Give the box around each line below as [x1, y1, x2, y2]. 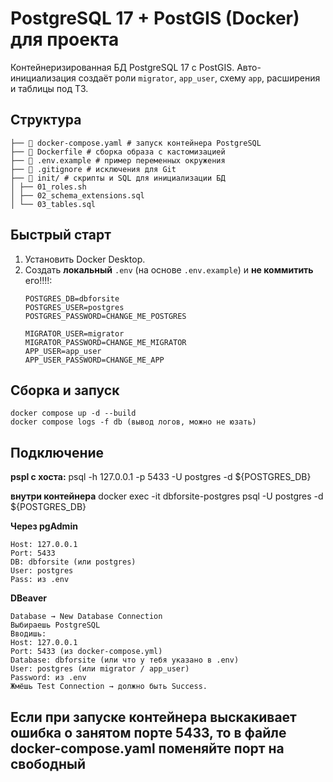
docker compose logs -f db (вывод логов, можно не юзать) [10, 417, 257, 427]
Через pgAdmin [10, 520, 78, 532]
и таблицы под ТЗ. [10, 82, 89, 94]
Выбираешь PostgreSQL [10, 620, 101, 631]
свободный [10, 755, 86, 772]
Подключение [10, 444, 105, 461]
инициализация [10, 72, 77, 84]
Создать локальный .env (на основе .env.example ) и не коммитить [24, 263, 314, 276]
